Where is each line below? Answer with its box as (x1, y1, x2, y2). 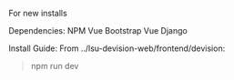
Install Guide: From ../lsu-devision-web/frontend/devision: (8, 43, 226, 54)
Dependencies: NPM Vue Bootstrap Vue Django (8, 25, 188, 35)
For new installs (8, 8, 67, 18)
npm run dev (30, 61, 79, 71)
